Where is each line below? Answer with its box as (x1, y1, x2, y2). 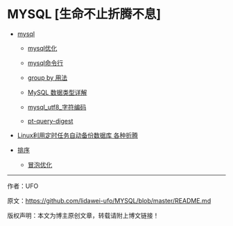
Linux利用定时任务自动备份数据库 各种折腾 (17, 131, 139, 139)
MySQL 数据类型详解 (27, 88, 87, 96)
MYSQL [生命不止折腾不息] (7, 6, 162, 22)
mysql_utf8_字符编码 (27, 103, 87, 111)
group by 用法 (27, 73, 68, 82)
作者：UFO (7, 182, 39, 190)
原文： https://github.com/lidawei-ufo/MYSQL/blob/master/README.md (7, 196, 212, 205)
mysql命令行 (27, 58, 64, 67)
